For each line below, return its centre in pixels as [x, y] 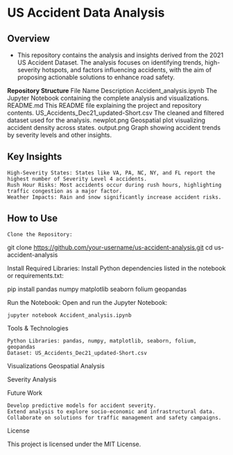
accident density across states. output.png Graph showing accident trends [114, 127]
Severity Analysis [32, 379]
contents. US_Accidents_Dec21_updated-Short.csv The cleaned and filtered [115, 113]
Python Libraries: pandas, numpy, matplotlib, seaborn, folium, [102, 341]
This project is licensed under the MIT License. [74, 444]
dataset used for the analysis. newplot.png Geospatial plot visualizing [106, 120]
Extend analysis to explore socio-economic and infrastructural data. [111, 411]
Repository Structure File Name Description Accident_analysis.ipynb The [112, 91]
